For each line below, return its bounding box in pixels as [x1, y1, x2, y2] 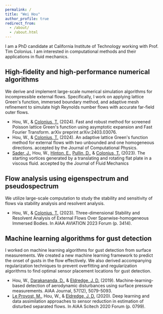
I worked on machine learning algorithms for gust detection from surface [5, 247, 151, 253]
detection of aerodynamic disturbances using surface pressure [26, 283, 153, 289]
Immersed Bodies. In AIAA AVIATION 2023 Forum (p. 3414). [12, 220, 132, 226]
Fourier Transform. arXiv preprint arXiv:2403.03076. [12, 129, 117, 135]
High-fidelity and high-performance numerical [5, 68, 150, 76]
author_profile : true [5, 16, 49, 21]
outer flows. [5, 109, 29, 115]
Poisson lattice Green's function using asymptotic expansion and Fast [12, 124, 153, 130]
